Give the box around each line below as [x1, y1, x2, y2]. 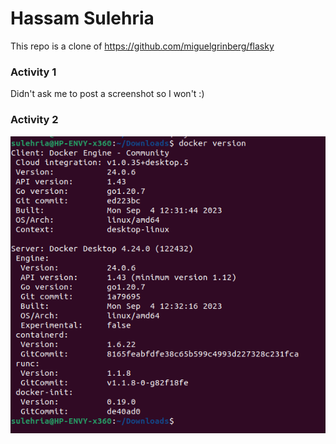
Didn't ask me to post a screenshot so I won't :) [10, 88, 205, 100]
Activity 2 [10, 113, 59, 127]
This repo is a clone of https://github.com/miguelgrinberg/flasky [10, 40, 275, 52]
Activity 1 [10, 65, 57, 79]
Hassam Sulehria [10, 7, 155, 30]
